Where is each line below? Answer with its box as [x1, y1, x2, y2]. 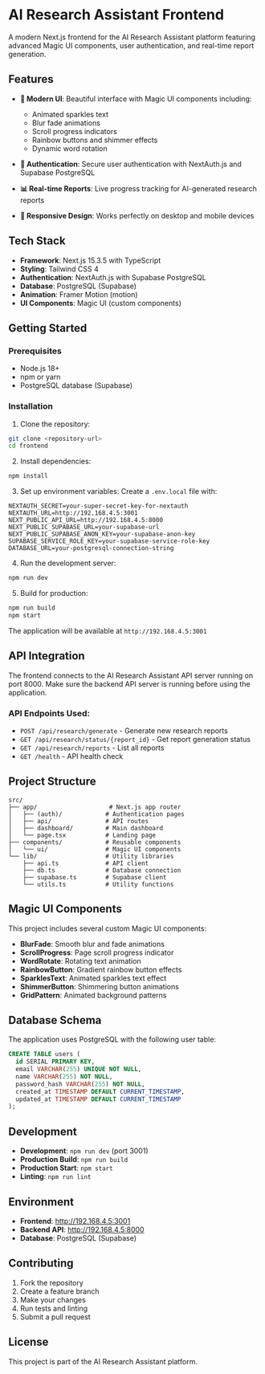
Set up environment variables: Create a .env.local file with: [19, 487, 218, 496]
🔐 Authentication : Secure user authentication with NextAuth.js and [19, 159, 243, 169]
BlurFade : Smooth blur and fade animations [19, 939, 165, 948]
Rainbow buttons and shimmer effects [31, 135, 158, 145]
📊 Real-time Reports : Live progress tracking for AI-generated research [19, 183, 257, 194]
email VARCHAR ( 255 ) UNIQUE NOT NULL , [15, 1066, 142, 1074]
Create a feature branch [19, 1286, 100, 1296]
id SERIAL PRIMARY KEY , [15, 1058, 95, 1066]
